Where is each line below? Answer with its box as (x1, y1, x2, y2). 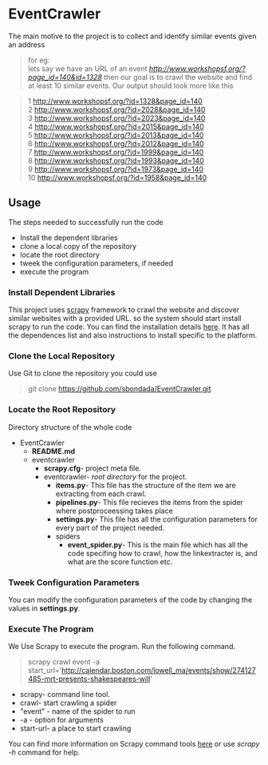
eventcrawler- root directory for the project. (43, 471, 187, 481)
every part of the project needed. (55, 523, 165, 532)
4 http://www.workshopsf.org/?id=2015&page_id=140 (27, 122, 205, 131)
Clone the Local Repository (8, 350, 116, 361)
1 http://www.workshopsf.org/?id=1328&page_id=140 (27, 96, 203, 106)
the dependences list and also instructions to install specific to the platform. (8, 330, 258, 340)
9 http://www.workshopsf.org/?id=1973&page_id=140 (27, 164, 204, 174)
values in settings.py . (8, 603, 81, 613)
